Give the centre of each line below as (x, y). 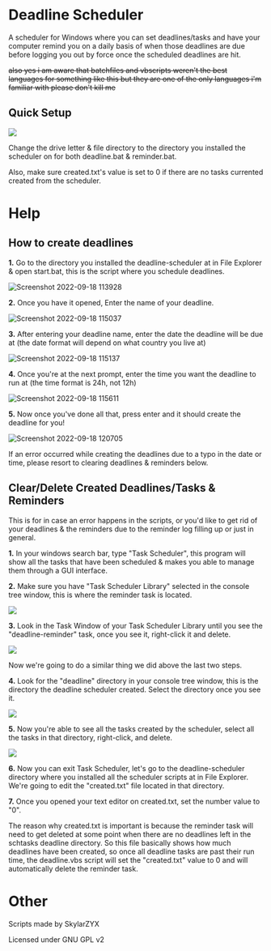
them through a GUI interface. (58, 570)
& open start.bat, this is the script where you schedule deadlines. (116, 271)
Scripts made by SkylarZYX (54, 923)
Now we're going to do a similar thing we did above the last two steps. (125, 665)
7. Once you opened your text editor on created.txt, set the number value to (134, 801)
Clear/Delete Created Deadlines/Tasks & (112, 488)
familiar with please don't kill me (62, 87)
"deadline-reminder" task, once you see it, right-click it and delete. (120, 634)
